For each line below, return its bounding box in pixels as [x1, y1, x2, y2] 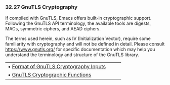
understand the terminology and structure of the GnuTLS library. [5, 52, 139, 58]
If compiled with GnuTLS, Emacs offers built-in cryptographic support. [5, 15, 152, 21]
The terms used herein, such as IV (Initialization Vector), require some [5, 35, 151, 41]
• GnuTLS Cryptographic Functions [8, 71, 92, 78]
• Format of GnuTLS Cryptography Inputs [8, 63, 106, 70]
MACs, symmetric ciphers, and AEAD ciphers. [5, 26, 101, 32]
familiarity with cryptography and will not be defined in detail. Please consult [5, 41, 165, 47]
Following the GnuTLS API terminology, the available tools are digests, [5, 20, 151, 26]
